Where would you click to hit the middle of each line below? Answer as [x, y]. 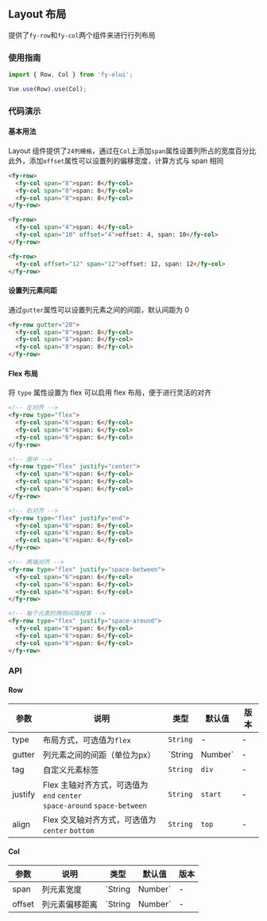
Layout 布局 [37, 14]
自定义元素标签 [71, 769]
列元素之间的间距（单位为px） [99, 754]
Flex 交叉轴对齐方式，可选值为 [99, 820]
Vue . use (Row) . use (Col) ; [48, 89]
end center [62, 795]
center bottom [68, 830]
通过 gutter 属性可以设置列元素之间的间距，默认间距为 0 [99, 309]
